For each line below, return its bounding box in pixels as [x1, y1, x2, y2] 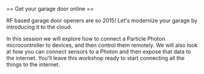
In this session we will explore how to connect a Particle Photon [6, 35, 166, 42]
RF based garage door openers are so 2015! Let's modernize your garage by [6, 17, 198, 24]
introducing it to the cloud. [6, 24, 73, 30]
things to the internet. [6, 61, 60, 68]
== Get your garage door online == [6, 5, 94, 12]
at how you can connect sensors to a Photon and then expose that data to [6, 48, 191, 55]
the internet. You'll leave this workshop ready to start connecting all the [6, 55, 185, 61]
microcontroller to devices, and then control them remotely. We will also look [6, 42, 198, 49]
